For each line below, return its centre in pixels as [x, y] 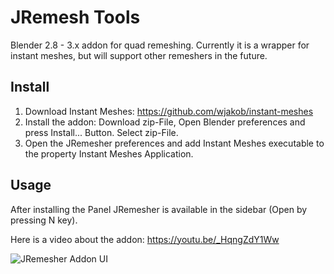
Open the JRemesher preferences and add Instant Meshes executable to [174, 143]
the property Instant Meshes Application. [109, 153]
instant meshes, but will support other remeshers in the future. [139, 55]
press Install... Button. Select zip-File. [101, 132]
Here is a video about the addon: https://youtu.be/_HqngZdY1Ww [145, 239]
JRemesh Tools [75, 17]
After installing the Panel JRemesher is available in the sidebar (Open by [159, 209]
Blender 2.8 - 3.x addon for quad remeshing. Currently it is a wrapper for [160, 45]
